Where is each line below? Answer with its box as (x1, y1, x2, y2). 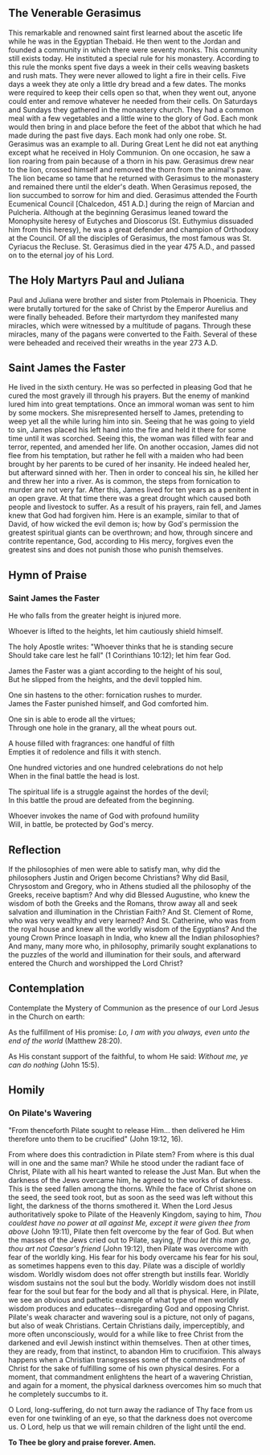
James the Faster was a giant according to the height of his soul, (8, 666, 223, 676)
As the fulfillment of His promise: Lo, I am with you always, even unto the (8, 1027, 251, 1037)
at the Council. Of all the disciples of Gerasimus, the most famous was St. (8, 233, 252, 242)
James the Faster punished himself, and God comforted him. (8, 699, 209, 709)
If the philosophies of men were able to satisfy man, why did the (8, 864, 221, 874)
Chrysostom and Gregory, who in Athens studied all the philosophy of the (8, 881, 252, 891)
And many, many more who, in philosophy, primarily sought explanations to (8, 941, 257, 951)
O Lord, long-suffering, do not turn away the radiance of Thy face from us (8, 1405, 253, 1415)
